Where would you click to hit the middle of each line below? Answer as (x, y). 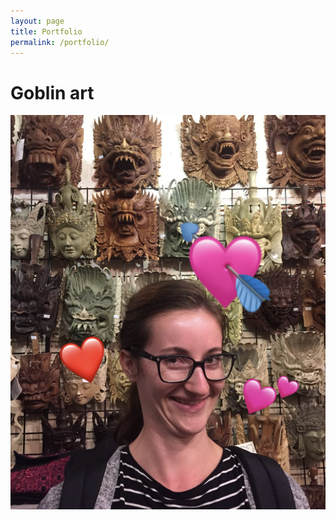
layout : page (37, 21)
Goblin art (52, 92)
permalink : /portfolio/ (60, 42)
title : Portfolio (46, 31)
